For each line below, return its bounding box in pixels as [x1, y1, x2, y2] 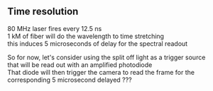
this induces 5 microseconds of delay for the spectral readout [7, 39, 188, 48]
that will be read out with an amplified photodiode [7, 60, 153, 69]
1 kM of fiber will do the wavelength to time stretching [7, 32, 165, 40]
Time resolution [7, 6, 79, 18]
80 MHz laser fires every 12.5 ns [7, 24, 102, 32]
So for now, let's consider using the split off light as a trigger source [7, 53, 206, 61]
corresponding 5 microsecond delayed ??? [7, 75, 133, 84]
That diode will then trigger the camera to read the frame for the [7, 68, 195, 76]
